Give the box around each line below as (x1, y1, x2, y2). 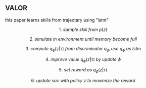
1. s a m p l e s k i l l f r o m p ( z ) (58, 27, 108, 32)
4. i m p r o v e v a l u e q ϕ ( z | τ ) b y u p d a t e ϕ (45, 56, 121, 63)
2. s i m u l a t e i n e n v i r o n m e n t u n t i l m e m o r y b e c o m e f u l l (29, 36, 137, 42)
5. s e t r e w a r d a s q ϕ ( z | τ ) (59, 67, 107, 74)
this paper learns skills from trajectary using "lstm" (5, 17, 109, 23)
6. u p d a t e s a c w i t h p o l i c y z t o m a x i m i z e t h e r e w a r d (31, 78, 136, 84)
